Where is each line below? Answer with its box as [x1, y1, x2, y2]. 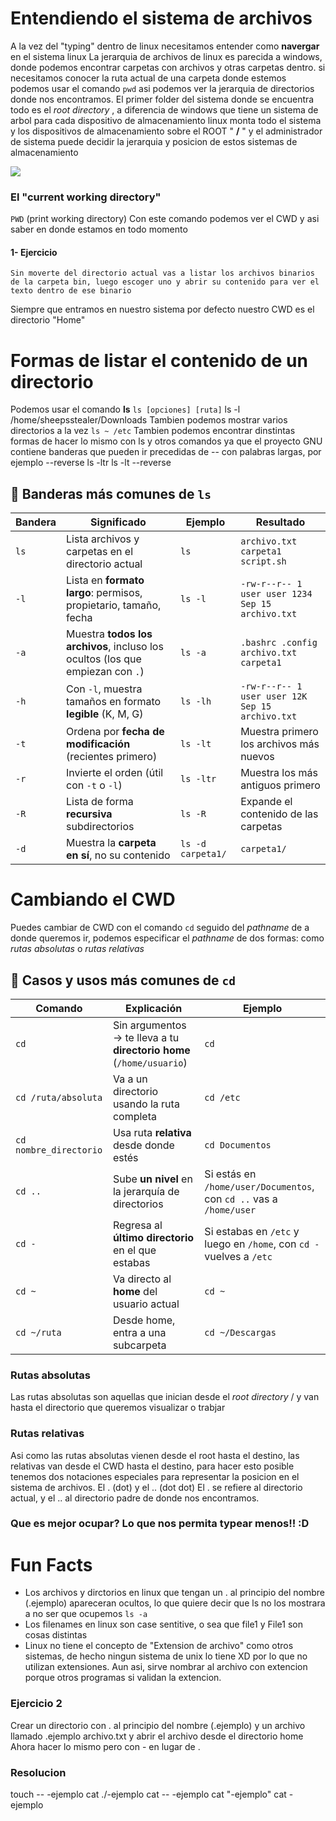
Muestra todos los [66, 627, 153, 641]
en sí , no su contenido [66, 848, 171, 862]
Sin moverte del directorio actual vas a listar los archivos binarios [10, 268, 315, 279]
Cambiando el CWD [10, 888, 176, 911]
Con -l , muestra [66, 682, 143, 696]
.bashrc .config [240, 637, 318, 649]
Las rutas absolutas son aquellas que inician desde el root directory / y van [10, 1391, 320, 1403]
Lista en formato [66, 573, 145, 587]
